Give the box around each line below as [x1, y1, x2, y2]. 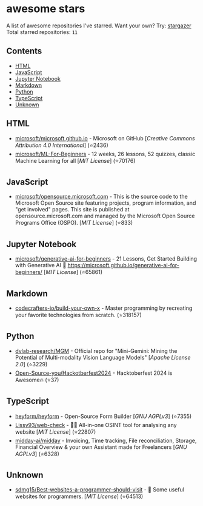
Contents [6, 46, 42, 56]
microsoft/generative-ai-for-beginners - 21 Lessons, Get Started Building [15, 255, 198, 262]
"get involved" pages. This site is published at [15, 206, 130, 213]
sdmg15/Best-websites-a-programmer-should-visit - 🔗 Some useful [15, 486, 185, 493]
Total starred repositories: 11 [6, 28, 78, 35]
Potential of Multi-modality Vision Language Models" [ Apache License [15, 354, 191, 361]
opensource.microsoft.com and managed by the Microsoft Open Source [15, 212, 195, 220]
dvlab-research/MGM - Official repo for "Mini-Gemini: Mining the [15, 347, 178, 354]
